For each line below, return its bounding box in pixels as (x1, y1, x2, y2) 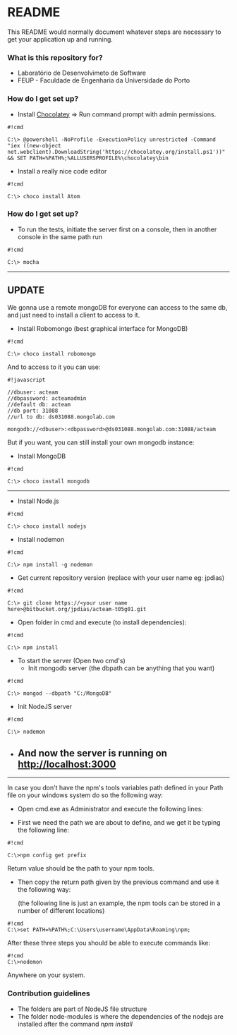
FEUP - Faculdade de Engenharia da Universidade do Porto (17, 76, 190, 85)
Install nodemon (17, 535, 65, 543)
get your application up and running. (7, 35, 113, 43)
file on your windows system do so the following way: (7, 791, 164, 799)
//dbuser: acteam (7, 389, 59, 396)
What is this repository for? (7, 52, 104, 62)
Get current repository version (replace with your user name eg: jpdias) (17, 573, 225, 582)
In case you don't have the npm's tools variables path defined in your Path (7, 784, 224, 792)
